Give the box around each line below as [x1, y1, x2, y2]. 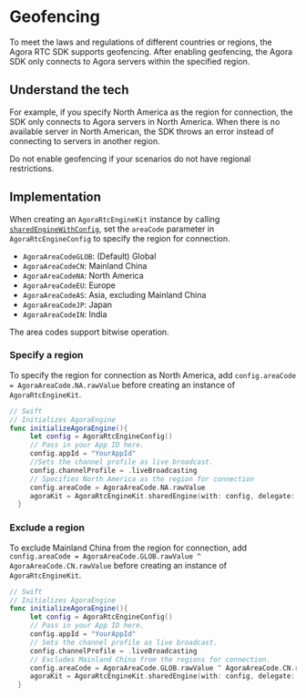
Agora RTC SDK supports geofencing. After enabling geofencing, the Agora [9, 46, 293, 56]
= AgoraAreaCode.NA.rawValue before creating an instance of [9, 379, 235, 390]
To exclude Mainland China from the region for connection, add [9, 542, 248, 553]
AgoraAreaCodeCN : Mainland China [22, 260, 148, 271]
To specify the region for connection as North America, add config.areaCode [9, 369, 297, 380]
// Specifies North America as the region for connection [29, 474, 255, 484]
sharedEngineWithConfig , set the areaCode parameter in [9, 223, 215, 234]
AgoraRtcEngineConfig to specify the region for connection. [9, 232, 230, 243]
